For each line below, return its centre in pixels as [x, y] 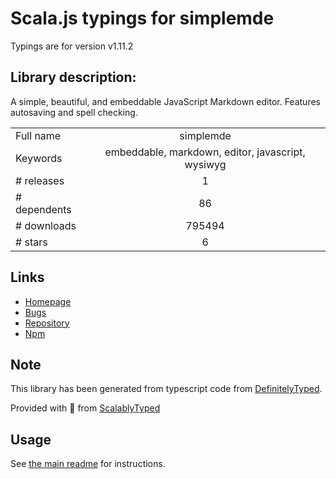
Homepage [48, 301]
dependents [43, 209]
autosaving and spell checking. [74, 112]
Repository [47, 323]
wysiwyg [205, 164]
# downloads [46, 225]
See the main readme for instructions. [88, 464]
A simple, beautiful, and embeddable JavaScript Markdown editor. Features [165, 101]
